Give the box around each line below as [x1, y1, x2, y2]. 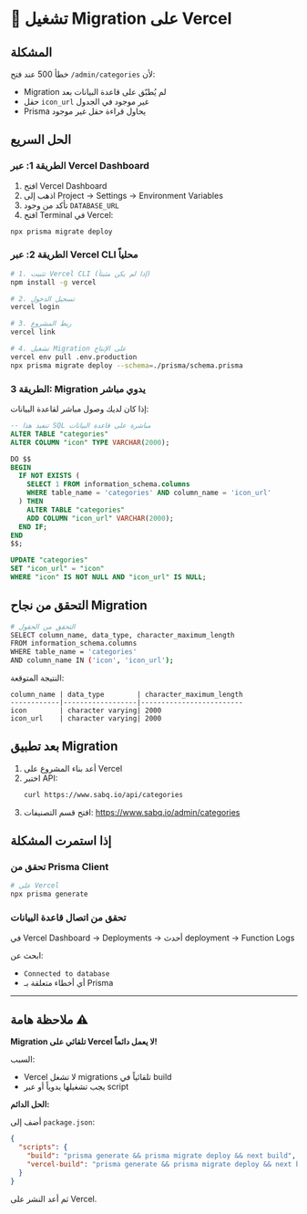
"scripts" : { [18, 1143, 68, 1152]
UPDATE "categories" [10, 555, 89, 565]
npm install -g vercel [10, 277, 97, 286]
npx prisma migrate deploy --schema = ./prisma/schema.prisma [10, 360, 244, 370]
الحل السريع [10, 132, 72, 148]
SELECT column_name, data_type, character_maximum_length [10, 630, 235, 639]
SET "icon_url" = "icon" [10, 565, 105, 574]
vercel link [10, 327, 56, 337]
